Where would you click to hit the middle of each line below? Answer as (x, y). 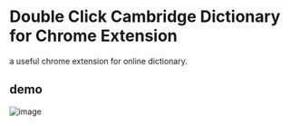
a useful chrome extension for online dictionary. (98, 61)
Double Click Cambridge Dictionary (145, 17)
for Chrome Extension (94, 36)
